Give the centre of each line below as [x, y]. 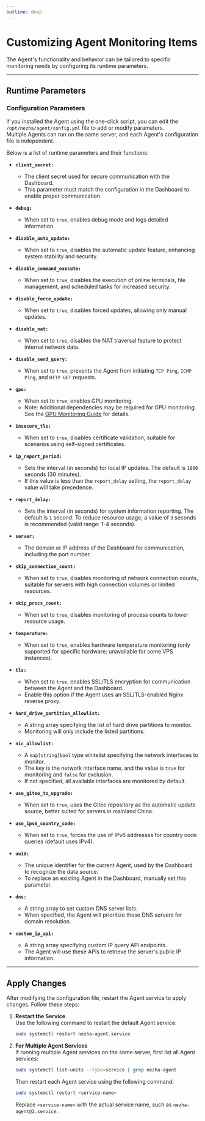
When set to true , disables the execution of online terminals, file [105, 280]
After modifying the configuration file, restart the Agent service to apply [96, 998]
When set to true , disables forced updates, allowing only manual [106, 310]
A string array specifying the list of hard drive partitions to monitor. [108, 725]
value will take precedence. [59, 488]
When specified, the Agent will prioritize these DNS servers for [103, 915]
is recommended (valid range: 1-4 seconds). [80, 524]
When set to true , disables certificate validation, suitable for [100, 438]
